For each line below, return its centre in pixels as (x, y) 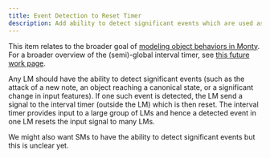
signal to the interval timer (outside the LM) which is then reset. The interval (133, 104)
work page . (27, 63)
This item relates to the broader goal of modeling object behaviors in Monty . (134, 46)
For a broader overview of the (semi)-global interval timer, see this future (129, 55)
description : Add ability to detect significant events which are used (131, 23)
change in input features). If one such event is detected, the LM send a (125, 95)
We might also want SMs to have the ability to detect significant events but (132, 136)
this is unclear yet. (39, 145)
